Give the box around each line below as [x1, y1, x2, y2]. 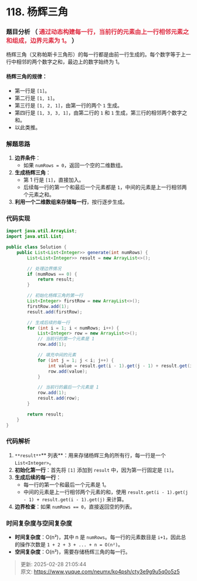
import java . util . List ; [6, 234, 64, 239]
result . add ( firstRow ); [27, 309, 83, 315]
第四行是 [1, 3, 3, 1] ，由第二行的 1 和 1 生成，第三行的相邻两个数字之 [14, 109, 188, 116]
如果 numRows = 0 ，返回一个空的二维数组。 [23, 161, 126, 168]
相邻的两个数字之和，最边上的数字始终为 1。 [16, 58, 123, 65]
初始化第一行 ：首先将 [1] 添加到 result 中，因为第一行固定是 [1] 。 [14, 466, 177, 473]
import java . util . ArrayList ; [6, 228, 77, 234]
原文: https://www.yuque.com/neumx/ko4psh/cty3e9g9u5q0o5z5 [20, 568, 180, 575]
